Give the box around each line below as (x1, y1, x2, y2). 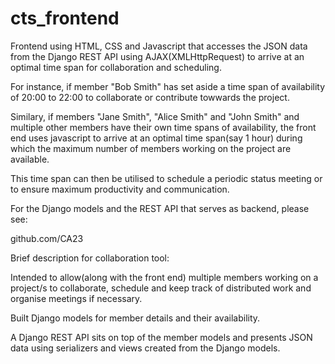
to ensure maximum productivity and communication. (10, 183, 230, 195)
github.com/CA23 (10, 232, 84, 244)
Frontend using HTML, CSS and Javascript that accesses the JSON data (10, 40, 308, 52)
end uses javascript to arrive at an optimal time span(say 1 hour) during (10, 132, 303, 144)
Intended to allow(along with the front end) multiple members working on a (10, 271, 319, 283)
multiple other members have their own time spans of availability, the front (10, 121, 317, 133)
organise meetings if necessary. (10, 292, 143, 304)
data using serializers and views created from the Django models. (10, 342, 281, 354)
